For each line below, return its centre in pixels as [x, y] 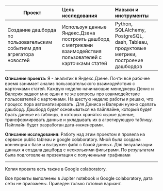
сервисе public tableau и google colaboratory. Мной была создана [73, 139]
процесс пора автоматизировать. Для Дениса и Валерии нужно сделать [81, 104]
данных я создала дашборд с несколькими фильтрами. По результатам [80, 150]
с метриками [77, 45]
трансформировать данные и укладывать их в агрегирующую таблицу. [79, 120]
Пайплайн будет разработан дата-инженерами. [55, 125]
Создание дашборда [32, 30]
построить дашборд [86, 39]
